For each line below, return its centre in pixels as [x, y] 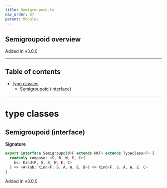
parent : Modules [22, 19]
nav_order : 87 [20, 14]
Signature [16, 144]
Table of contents [33, 72]
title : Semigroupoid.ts [30, 10]
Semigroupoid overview [43, 39]
